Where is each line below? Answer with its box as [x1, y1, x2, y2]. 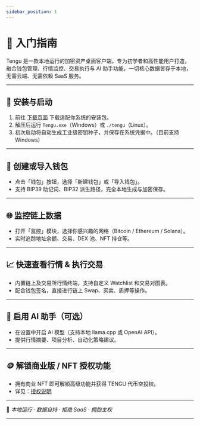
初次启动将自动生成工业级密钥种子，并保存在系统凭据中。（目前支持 [14, 129, 180, 136]
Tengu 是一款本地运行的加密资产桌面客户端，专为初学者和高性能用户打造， [6, 57, 190, 65]
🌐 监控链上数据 [6, 210, 61, 221]
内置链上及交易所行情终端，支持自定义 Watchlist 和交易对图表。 [14, 279, 171, 286]
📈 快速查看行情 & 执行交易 [6, 259, 104, 270]
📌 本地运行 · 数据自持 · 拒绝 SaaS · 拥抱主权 [6, 406, 112, 413]
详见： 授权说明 [14, 388, 52, 395]
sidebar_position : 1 [6, 8, 58, 15]
